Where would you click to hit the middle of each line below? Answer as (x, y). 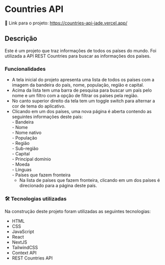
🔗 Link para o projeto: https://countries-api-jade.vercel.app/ (66, 23)
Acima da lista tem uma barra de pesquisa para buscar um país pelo (82, 90)
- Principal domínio (31, 159)
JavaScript (23, 232)
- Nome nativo (27, 132)
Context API (24, 253)
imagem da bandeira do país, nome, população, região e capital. (78, 85)
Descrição (21, 39)
